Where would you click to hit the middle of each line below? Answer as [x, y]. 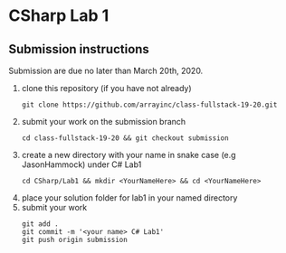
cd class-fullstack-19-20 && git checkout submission [125, 138]
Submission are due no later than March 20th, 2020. [106, 70]
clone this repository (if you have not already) [106, 88]
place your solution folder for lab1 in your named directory [129, 198]
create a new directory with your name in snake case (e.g [129, 155]
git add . [40, 224]
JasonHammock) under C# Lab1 [81, 164]
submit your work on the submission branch [104, 122]
